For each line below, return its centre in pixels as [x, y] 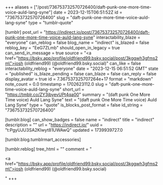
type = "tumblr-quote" [51, 23]
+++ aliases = [19, 7]
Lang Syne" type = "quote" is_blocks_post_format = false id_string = [74, 105]
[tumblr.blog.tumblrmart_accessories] [43, 139]
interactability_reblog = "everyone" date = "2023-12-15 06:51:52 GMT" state [82, 69]
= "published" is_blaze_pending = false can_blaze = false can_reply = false [81, 74]
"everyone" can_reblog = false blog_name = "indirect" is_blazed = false [77, 43]
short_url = [73, 89]
